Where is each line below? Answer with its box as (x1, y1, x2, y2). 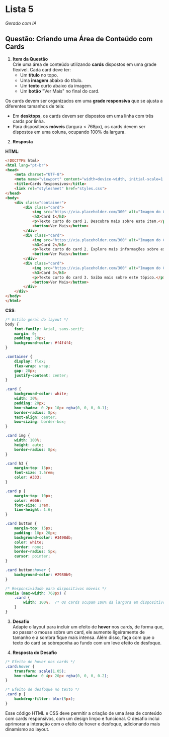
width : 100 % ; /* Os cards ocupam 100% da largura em (23, 600, 138, 605)
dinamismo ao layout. (5, 726, 49, 732)
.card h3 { (5, 461, 28, 466)
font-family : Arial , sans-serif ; (14, 326, 84, 331)
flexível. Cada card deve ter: (12, 66, 71, 72)
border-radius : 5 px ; (14, 549, 57, 554)
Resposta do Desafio (12, 650, 57, 656)
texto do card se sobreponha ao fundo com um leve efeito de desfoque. (12, 639, 162, 646)
